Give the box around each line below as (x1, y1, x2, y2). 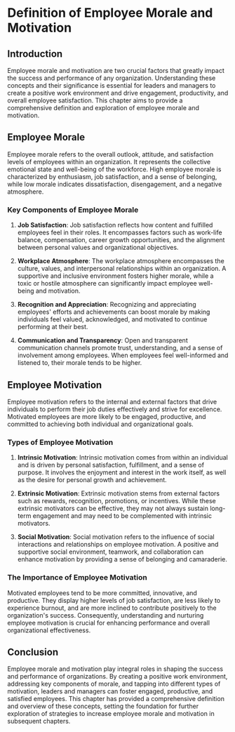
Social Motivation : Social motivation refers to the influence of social (17, 533, 215, 541)
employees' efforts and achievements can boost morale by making (17, 307, 210, 317)
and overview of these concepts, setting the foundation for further (7, 702, 199, 710)
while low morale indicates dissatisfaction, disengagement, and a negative (7, 180, 222, 188)
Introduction (7, 48, 63, 60)
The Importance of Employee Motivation (7, 573, 147, 583)
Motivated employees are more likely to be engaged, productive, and (7, 412, 206, 420)
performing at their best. (17, 323, 88, 331)
